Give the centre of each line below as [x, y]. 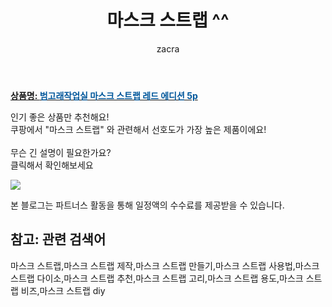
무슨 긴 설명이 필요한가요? [61, 152]
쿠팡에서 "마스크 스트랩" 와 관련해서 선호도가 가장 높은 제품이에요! [138, 129]
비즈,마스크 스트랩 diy [63, 290]
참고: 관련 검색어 [58, 239]
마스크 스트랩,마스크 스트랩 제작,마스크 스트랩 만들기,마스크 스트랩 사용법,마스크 [165, 265]
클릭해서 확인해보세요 [52, 165]
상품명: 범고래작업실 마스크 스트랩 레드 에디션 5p [104, 95]
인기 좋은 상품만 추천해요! [60, 117]
